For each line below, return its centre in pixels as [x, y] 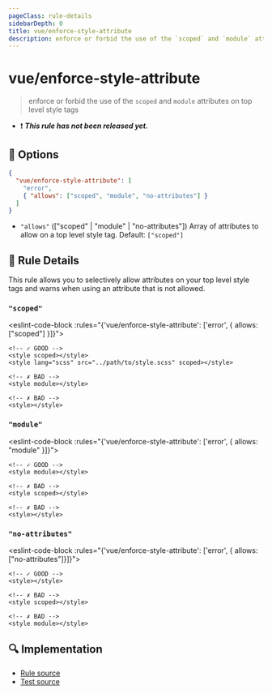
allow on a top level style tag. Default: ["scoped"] [102, 235]
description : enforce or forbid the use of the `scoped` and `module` [130, 39]
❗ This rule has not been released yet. [84, 126]
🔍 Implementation [55, 649]
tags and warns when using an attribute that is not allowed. [107, 289]
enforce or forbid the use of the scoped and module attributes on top [140, 101]
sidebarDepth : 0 [36, 24]
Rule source [40, 673]
